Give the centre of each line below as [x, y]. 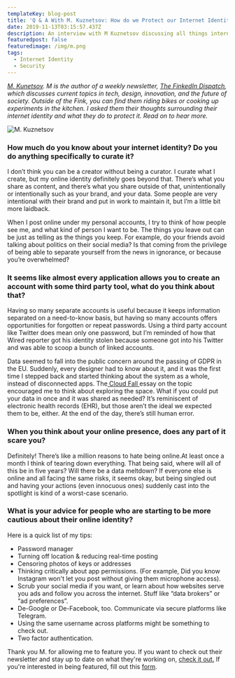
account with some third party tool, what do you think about [111, 286]
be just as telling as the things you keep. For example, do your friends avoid [116, 237]
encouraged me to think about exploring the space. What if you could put [113, 391]
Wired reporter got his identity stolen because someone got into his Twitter [115, 340]
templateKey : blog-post [42, 14]
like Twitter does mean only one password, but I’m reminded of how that [111, 333]
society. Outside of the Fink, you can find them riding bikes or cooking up [113, 101]
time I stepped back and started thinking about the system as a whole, [108, 377]
